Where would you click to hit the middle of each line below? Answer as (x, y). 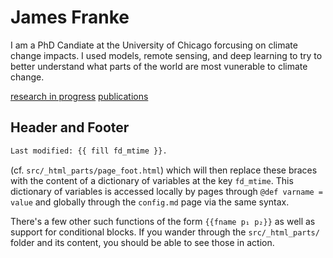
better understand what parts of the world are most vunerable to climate (159, 66)
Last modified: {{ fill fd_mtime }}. (89, 151)
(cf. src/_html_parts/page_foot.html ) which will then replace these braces (164, 170)
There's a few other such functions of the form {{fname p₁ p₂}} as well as (163, 221)
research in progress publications (79, 96)
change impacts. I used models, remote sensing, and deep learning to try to (166, 55)
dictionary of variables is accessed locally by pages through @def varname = (167, 191)
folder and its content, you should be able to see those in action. (142, 242)
